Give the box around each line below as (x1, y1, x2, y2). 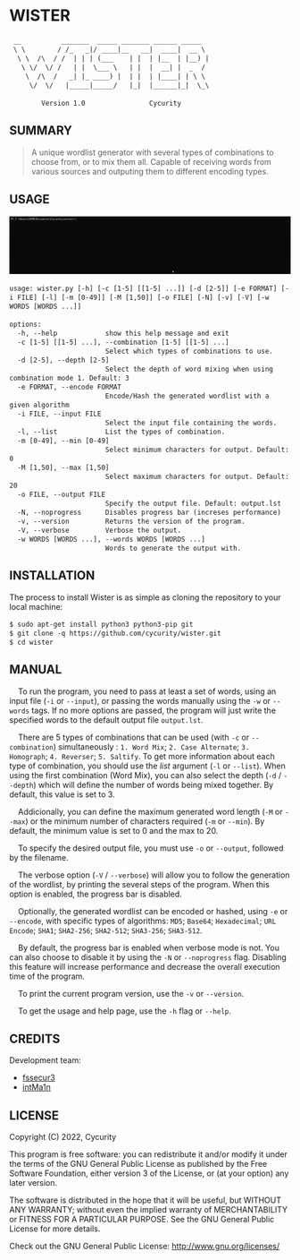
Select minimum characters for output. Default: (104, 445, 290, 454)
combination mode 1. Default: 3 (9, 373, 129, 382)
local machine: (9, 601, 63, 612)
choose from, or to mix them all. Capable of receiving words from (30, 156, 272, 167)
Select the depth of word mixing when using (104, 364, 274, 373)
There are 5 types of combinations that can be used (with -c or (17, 732, 250, 742)
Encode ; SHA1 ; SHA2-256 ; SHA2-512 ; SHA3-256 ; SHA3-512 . (9, 924, 203, 936)
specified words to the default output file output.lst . (9, 714, 204, 725)
